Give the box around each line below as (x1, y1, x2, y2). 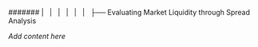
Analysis (8, 16, 37, 25)
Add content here (8, 32, 66, 41)
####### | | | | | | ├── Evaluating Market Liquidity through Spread (8, 8, 250, 17)
